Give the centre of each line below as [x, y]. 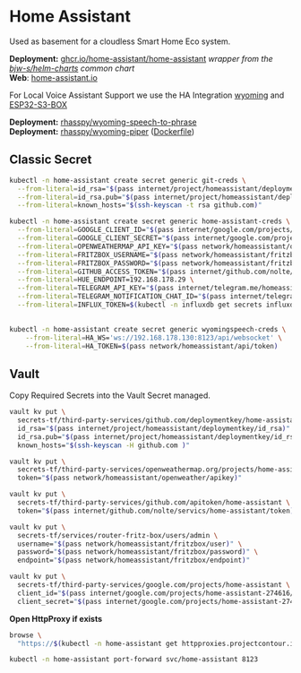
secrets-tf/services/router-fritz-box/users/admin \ [118, 535]
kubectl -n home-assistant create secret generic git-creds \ [128, 180]
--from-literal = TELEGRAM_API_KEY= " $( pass [96, 289]
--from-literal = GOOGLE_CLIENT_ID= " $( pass [96, 230]
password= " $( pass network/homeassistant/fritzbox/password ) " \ [138, 552]
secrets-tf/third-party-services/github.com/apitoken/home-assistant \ [154, 503]
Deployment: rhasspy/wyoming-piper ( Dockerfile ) [102, 131]
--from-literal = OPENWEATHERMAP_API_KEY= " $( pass [108, 246]
